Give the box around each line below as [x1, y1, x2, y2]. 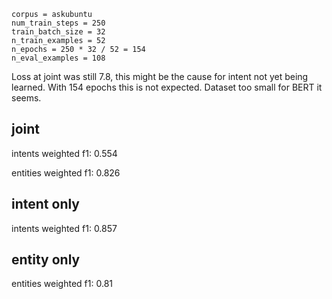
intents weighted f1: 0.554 [11, 147, 118, 159]
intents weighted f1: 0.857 [11, 222, 118, 234]
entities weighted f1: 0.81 [11, 278, 113, 290]
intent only [11, 196, 80, 213]
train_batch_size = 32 [11, 27, 106, 37]
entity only [11, 251, 81, 269]
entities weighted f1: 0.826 [11, 166, 121, 179]
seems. [11, 92, 42, 104]
